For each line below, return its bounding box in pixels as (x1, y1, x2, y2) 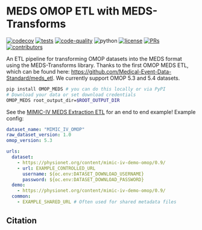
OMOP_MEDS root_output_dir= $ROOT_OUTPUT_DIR (6, 97, 120, 103)
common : (11, 193, 31, 200)
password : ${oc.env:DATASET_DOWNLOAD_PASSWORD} (22, 176, 145, 182)
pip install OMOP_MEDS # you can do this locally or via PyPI (6, 86, 166, 92)
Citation (6, 216, 37, 226)
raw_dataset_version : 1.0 (6, 132, 71, 138)
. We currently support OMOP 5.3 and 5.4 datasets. (52, 74, 180, 81)
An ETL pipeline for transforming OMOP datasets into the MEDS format (6, 55, 182, 62)
